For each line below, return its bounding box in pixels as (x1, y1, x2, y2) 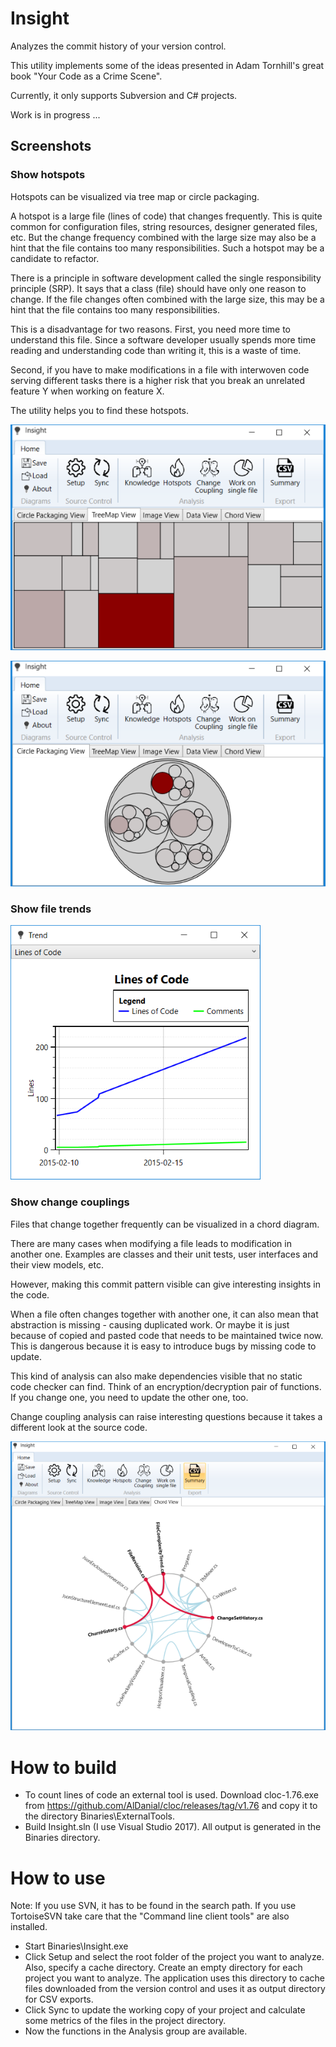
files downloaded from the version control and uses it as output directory (24, 1983, 326, 1995)
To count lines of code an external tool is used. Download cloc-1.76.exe (24, 1789, 319, 1801)
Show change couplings (10, 1195, 130, 1209)
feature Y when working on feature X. (10, 385, 165, 397)
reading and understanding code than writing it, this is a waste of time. (10, 344, 302, 356)
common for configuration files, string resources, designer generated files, (10, 220, 318, 232)
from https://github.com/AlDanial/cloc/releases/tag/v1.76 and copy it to (24, 1800, 318, 1812)
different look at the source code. (10, 1421, 148, 1433)
